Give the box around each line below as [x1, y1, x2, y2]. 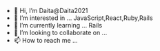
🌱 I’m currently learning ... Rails [13, 21, 102, 29]
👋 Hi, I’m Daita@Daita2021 [13, 7, 88, 14]
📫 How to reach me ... [13, 37, 78, 44]
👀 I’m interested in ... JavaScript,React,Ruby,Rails [13, 14, 153, 22]
